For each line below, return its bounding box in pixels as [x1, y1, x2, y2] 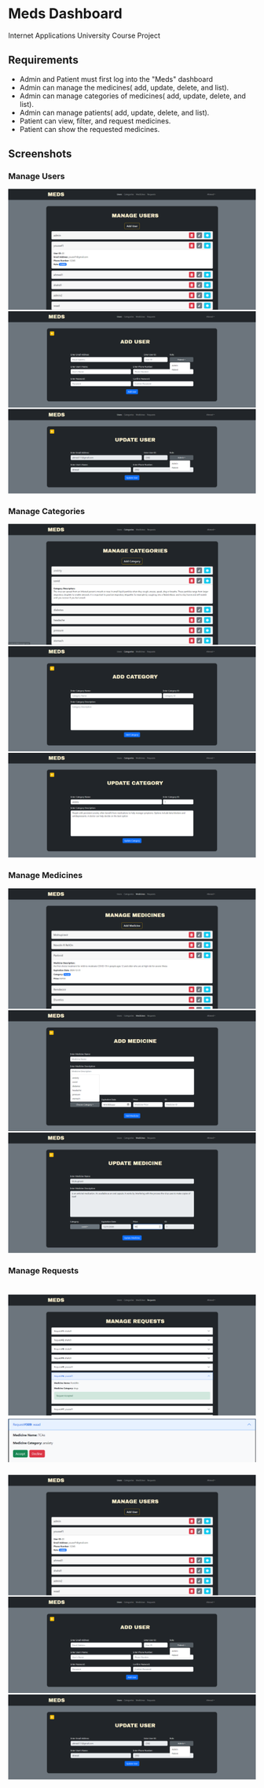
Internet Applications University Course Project [8, 31, 161, 40]
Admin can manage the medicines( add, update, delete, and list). [19, 83, 229, 92]
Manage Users [8, 171, 65, 182]
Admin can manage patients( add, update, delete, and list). [19, 108, 210, 117]
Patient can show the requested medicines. [19, 124, 160, 134]
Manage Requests [8, 1265, 79, 1276]
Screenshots [8, 147, 72, 161]
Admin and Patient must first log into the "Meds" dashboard [19, 74, 214, 83]
